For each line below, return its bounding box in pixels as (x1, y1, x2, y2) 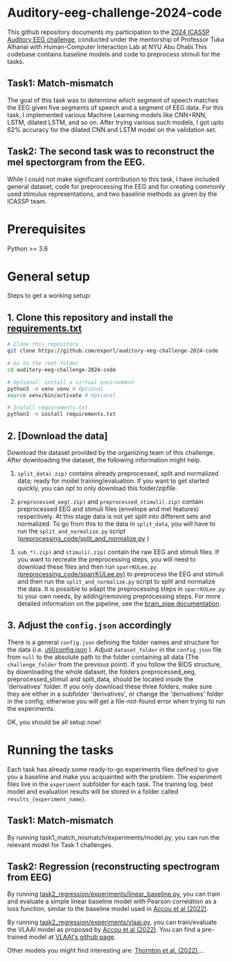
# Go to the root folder (7, 360, 79, 367)
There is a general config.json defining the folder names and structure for (7, 637, 220, 646)
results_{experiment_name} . (7, 794, 87, 803)
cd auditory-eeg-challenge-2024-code (7, 366, 116, 373)
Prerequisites (7, 221, 87, 237)
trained (7, 933, 28, 942)
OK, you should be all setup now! (7, 717, 102, 726)
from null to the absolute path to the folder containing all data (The (7, 653, 199, 661)
